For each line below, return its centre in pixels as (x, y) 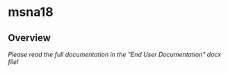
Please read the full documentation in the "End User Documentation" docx (115, 54)
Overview (30, 38)
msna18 (31, 12)
